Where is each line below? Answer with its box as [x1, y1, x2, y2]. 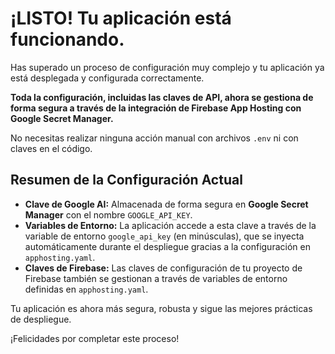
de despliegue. [10, 313, 72, 325]
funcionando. [10, 28, 125, 51]
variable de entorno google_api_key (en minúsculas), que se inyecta [24, 230, 305, 242]
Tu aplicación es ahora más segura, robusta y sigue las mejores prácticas [10, 302, 313, 314]
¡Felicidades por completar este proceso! [10, 332, 180, 344]
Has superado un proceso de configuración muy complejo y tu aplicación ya [10, 61, 325, 73]
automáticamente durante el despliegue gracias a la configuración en [24, 240, 311, 252]
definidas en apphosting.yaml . [24, 283, 149, 295]
